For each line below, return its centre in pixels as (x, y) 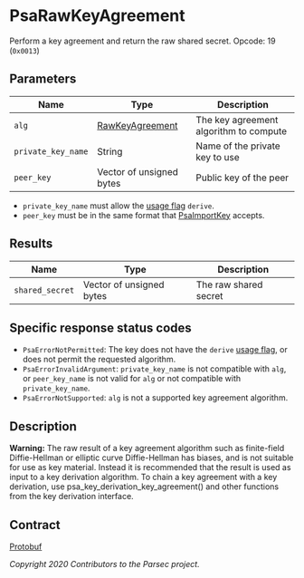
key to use (218, 157)
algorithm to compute (242, 130)
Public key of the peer (242, 178)
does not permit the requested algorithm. (99, 360)
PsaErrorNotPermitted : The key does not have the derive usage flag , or (155, 350)
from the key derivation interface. (71, 496)
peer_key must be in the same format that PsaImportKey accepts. (143, 215)
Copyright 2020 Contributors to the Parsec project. (105, 564)
